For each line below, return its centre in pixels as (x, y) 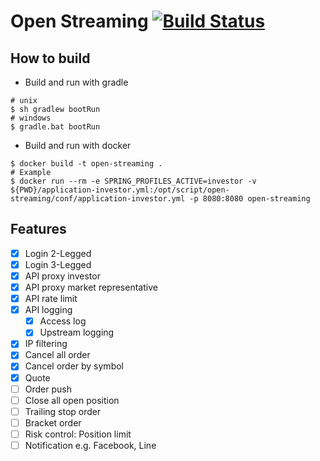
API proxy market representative (91, 287)
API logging (48, 310)
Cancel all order (57, 355)
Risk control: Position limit (78, 434)
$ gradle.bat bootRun (55, 127)
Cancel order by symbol (74, 366)
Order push (48, 389)
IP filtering (46, 344)
